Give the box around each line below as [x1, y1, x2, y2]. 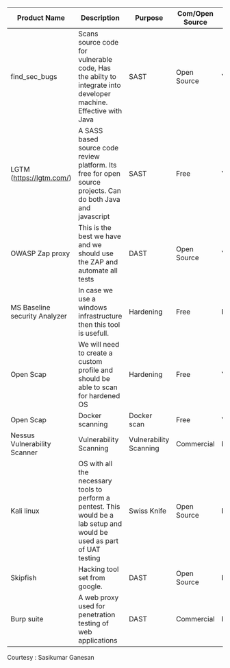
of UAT [78, 545, 101, 554]
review [78, 152, 101, 161]
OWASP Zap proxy [10, 249, 71, 258]
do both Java [78, 195, 121, 204]
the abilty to [78, 72, 116, 81]
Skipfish [10, 573, 37, 582]
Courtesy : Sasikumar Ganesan [7, 654, 94, 661]
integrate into [78, 80, 121, 90]
